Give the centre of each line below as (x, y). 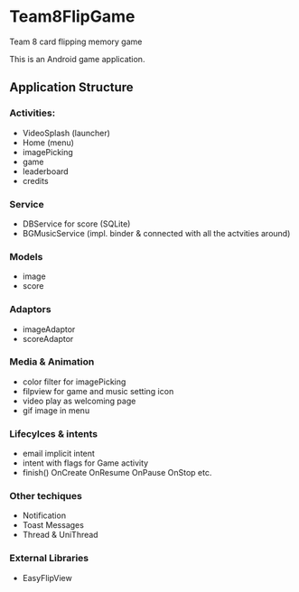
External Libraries (49, 559)
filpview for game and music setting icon (98, 391)
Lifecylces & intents (53, 433)
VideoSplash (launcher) (66, 133)
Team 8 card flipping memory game (76, 42)
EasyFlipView (47, 578)
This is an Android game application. (77, 59)
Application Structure (71, 88)
